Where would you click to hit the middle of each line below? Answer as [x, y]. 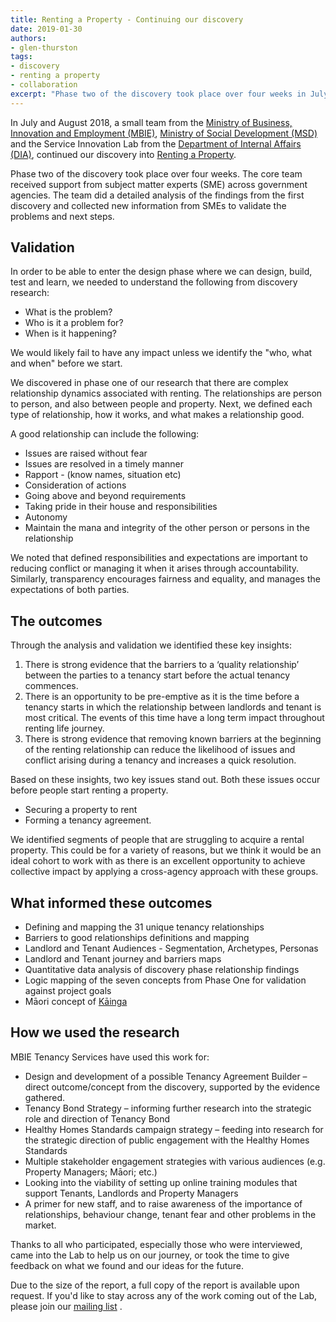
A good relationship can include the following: [105, 434]
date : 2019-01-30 [46, 29]
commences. [51, 686]
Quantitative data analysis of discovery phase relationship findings [162, 970]
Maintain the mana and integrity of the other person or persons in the [167, 528]
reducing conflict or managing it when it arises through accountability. [155, 568]
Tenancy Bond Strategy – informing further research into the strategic [168, 1108]
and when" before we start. [66, 363]
